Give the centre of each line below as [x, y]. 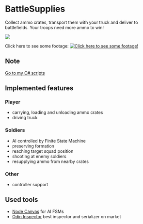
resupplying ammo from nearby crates [50, 161]
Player [13, 102]
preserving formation [33, 146]
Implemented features [39, 88]
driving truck [25, 118]
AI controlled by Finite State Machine [49, 141]
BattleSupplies [35, 9]
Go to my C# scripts [25, 73]
